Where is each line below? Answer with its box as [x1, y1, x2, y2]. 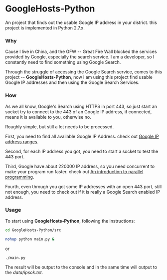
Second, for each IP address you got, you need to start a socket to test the [5, 148, 159, 154]
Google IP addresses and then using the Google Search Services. [5, 79, 140, 85]
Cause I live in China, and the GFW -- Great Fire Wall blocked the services [5, 48, 157, 55]
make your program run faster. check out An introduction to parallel [5, 168, 144, 175]
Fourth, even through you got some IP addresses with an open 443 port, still [5, 183, 162, 190]
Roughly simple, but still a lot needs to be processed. [5, 123, 114, 130]
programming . [5, 174, 34, 180]
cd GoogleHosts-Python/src [5, 228, 61, 233]
